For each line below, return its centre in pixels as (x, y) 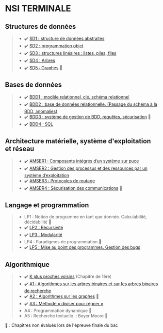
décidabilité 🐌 (38, 222)
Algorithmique (27, 264)
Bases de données (33, 85)
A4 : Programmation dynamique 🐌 (58, 311)
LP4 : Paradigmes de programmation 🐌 (63, 242)
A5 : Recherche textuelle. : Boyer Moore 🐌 (66, 316)
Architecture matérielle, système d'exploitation (78, 141)
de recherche (38, 291)
